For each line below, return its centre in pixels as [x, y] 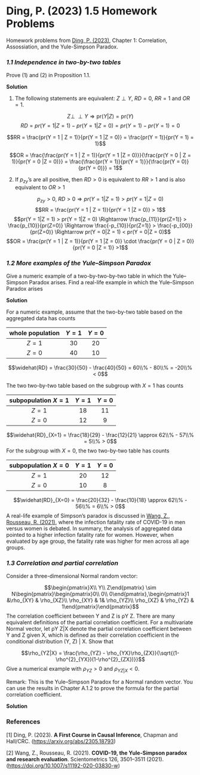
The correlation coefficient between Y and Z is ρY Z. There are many [90, 616]
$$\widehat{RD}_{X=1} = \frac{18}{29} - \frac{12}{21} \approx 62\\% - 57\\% [100, 435]
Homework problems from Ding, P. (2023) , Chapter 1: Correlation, [87, 40]
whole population [35, 333]
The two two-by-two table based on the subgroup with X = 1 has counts [95, 386]
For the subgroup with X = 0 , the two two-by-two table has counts [88, 451]
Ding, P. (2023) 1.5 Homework [82, 11]
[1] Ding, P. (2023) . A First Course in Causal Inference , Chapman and [92, 735]
